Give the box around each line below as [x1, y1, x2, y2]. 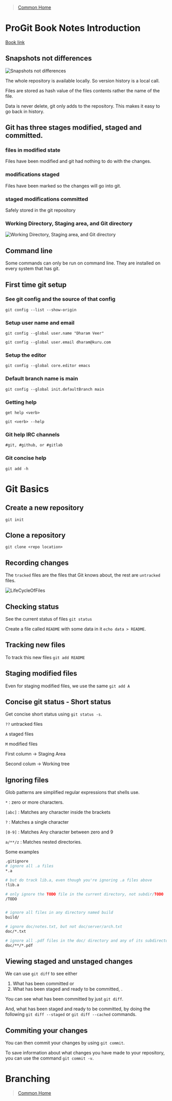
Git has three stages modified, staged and [5, 123, 142, 132]
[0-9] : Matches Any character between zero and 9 [5, 829, 114, 835]
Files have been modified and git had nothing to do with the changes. [5, 158, 152, 165]
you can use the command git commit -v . [5, 1055, 94, 1062]
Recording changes [5, 558, 69, 567]
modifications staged [5, 171, 60, 178]
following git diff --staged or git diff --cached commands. [5, 1011, 137, 1017]
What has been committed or [12, 981, 74, 987]
